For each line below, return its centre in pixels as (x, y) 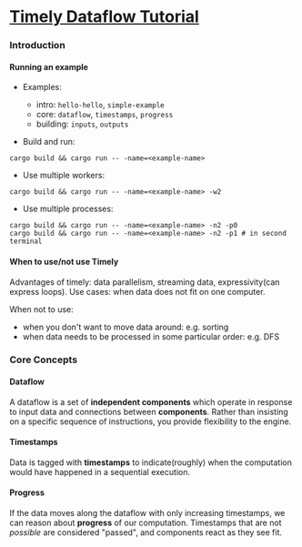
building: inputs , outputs (82, 124)
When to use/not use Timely (64, 261)
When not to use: (42, 309)
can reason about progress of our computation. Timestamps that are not (146, 523)
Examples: (42, 87)
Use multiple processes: (68, 209)
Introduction (37, 46)
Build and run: (49, 142)
